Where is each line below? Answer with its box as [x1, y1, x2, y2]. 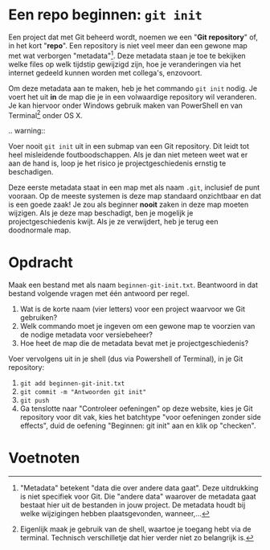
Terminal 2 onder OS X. [8, 109, 83, 120]
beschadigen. [8, 167, 54, 177]
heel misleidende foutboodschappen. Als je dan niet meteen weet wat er [8, 150, 248, 160]
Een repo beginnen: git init [8, 6, 202, 24]
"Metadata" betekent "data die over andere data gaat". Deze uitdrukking [19, 483, 259, 493]
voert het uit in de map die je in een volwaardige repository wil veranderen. [8, 92, 257, 101]
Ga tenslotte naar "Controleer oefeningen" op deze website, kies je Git [19, 404, 253, 413]
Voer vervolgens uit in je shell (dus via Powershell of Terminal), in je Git [8, 354, 243, 363]
